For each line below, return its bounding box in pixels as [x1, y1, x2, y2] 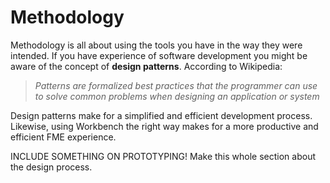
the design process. [10, 161, 93, 173]
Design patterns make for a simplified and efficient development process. [10, 109, 313, 121]
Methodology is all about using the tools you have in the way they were [10, 39, 303, 51]
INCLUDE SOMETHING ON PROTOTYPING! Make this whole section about [10, 150, 316, 162]
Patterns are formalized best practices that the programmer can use [34, 79, 318, 91]
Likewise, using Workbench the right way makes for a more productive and [10, 120, 319, 132]
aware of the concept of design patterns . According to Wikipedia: [10, 60, 283, 72]
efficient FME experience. [10, 131, 117, 143]
